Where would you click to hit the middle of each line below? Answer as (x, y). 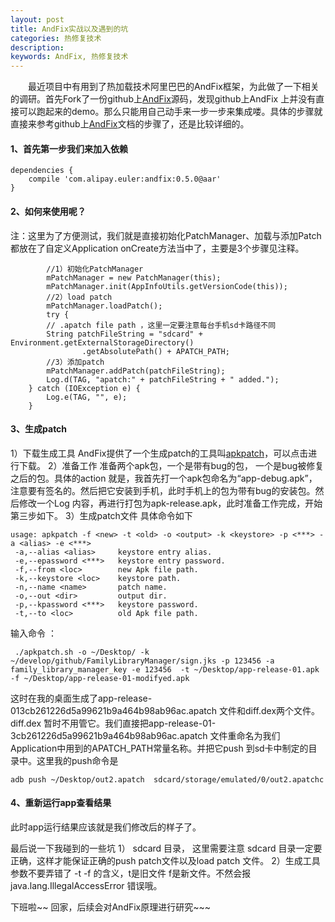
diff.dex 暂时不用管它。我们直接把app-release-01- (113, 723)
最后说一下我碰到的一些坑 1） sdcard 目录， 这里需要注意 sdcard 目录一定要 (166, 848)
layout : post (37, 19)
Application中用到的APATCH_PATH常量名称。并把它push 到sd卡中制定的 (159, 748)
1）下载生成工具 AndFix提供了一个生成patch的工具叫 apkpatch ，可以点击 (159, 453)
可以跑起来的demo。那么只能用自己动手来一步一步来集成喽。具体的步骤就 (170, 112)
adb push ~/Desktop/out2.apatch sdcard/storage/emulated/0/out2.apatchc (167, 779)
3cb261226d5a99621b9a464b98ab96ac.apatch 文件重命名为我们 (145, 735)
